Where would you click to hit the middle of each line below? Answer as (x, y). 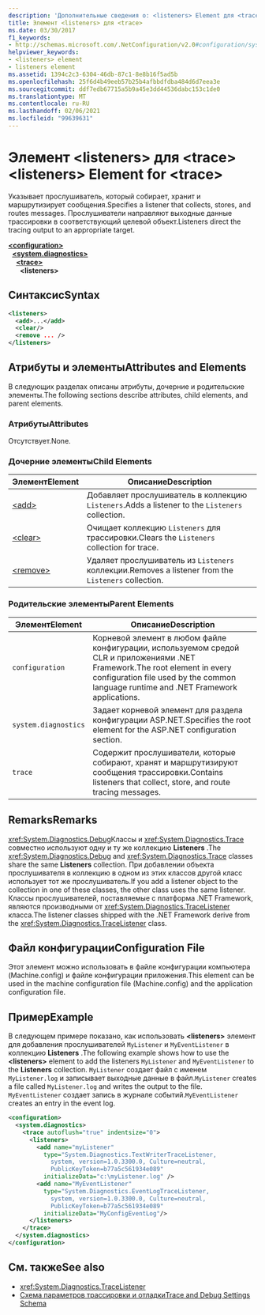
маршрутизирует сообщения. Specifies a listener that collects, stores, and (130, 204)
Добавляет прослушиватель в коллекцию (167, 495)
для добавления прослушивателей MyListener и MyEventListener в (119, 1045)
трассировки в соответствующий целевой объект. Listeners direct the (125, 221)
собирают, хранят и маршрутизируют (165, 762)
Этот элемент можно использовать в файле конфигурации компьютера (129, 967)
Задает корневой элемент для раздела (168, 710)
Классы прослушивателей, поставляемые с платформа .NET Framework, (131, 897)
